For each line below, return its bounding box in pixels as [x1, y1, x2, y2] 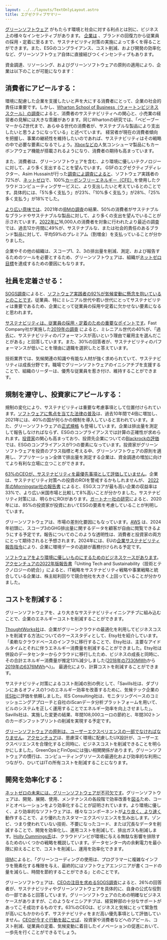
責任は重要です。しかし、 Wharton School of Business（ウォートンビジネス [5, 104, 159, 110]
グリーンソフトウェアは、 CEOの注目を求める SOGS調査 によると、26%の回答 [5, 879, 162, 885]
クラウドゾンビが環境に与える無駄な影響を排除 [60, 833, 156, 839]
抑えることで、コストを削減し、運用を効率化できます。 [13, 845, 127, 852]
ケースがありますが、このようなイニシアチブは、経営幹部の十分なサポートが [5, 898, 162, 904]
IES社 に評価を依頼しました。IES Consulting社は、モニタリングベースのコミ [5, 693, 159, 699]
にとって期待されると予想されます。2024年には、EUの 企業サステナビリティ [5, 537, 160, 543]
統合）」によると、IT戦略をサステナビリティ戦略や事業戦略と [31, 566, 154, 573]
